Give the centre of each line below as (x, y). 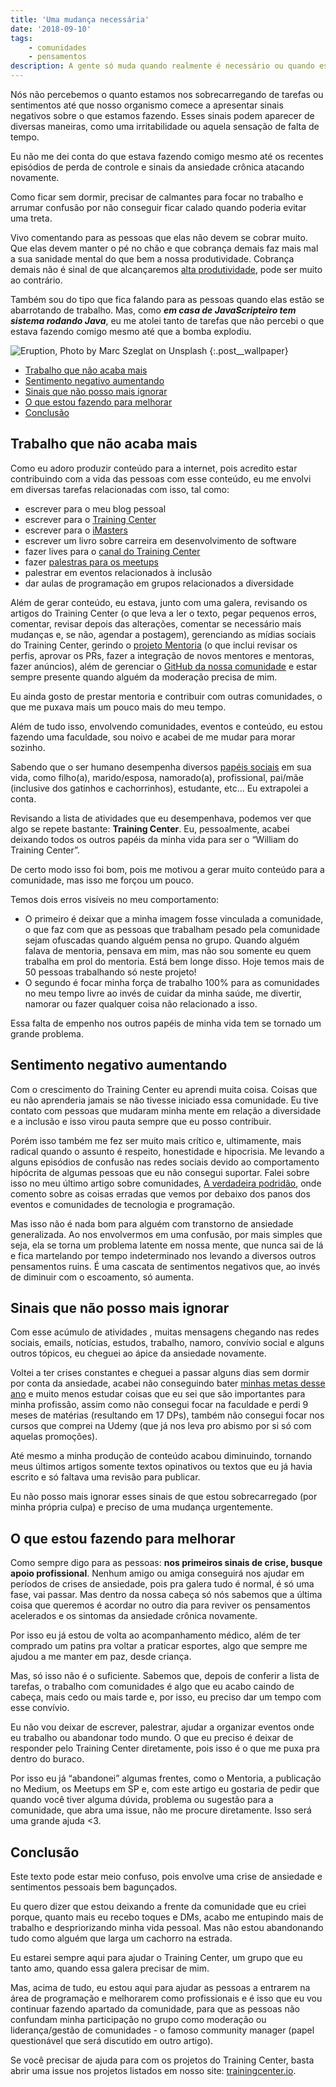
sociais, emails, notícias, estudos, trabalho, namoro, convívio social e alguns (167, 1343)
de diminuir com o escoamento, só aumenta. (102, 1277)
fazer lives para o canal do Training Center (112, 551)
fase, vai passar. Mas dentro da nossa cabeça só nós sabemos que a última (166, 1595)
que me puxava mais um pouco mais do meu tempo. (118, 707)
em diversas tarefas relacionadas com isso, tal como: (120, 489)
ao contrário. (36, 280)
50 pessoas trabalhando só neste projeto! (110, 972)
